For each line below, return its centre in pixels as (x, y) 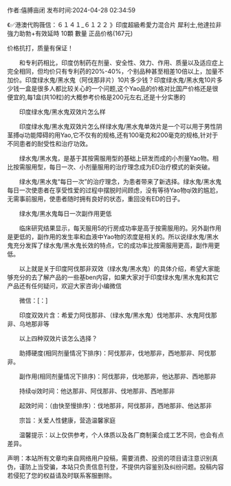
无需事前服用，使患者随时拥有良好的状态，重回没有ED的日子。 (96, 199)
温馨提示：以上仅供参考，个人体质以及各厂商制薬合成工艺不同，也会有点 (121, 435)
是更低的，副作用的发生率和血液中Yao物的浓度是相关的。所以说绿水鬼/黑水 (113, 237)
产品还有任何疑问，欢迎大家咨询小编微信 (64, 286)
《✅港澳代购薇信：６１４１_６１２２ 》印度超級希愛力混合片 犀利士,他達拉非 (114, 25)
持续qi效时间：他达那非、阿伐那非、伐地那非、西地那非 (97, 391)
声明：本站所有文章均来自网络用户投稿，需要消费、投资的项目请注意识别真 (112, 458)
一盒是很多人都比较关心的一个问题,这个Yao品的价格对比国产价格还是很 (119, 89)
